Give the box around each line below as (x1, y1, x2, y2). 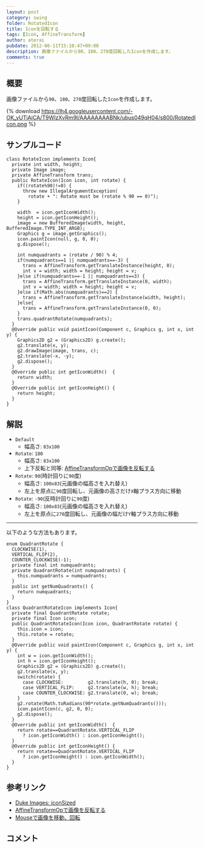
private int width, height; (12, 162, 83, 168)
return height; (17, 391, 56, 397)
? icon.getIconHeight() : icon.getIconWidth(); (22, 754, 146, 760)
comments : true (6, 54, 45, 60)
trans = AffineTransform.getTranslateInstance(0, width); (22, 279, 172, 285)
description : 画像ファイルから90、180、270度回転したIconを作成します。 (6, 49, 174, 55)
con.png (6, 120, 27, 128)
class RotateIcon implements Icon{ (6, 156, 97, 162)
